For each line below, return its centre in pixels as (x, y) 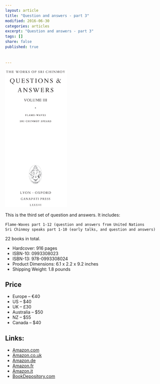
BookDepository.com (34, 376)
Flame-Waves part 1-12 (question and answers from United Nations (75, 225)
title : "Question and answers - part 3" (47, 16)
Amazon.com (26, 350)
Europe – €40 (26, 297)
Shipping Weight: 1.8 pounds (41, 269)
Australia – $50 (28, 312)
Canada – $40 (27, 323)
